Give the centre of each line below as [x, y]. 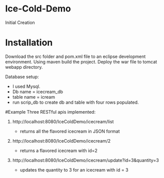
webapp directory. [24, 67]
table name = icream [33, 97]
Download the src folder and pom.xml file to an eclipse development [75, 56]
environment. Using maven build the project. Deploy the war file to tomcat [81, 62]
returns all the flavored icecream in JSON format [70, 131]
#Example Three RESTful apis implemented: [50, 112]
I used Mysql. [26, 86]
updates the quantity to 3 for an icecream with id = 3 [74, 170]
